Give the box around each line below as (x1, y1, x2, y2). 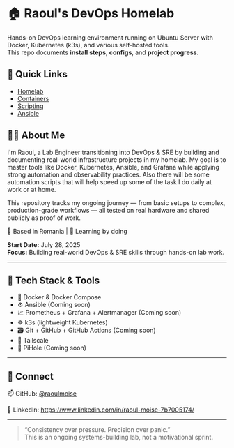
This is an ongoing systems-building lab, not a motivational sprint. (24, 433, 214, 442)
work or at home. (7, 185, 56, 193)
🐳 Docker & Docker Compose (17, 293, 102, 301)
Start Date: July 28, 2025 (7, 240, 81, 248)
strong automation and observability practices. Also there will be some (7, 170, 210, 179)
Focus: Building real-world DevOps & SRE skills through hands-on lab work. (7, 248, 225, 256)
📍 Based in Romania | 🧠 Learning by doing (7, 227, 127, 235)
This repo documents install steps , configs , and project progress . (7, 48, 199, 57)
